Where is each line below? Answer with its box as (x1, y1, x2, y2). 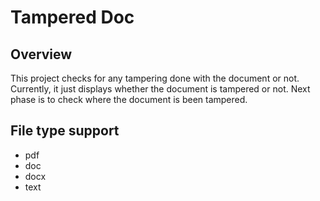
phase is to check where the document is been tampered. (10, 94, 248, 105)
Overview (10, 46, 73, 63)
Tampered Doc (10, 6, 135, 29)
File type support (10, 122, 120, 140)
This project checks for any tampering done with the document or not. (10, 72, 300, 84)
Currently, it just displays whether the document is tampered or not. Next (10, 83, 311, 95)
